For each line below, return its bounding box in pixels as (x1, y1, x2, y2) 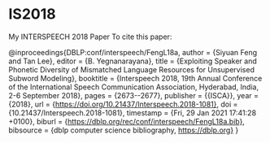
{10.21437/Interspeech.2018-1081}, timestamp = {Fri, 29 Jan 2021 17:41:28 (8, 107, 257, 118)
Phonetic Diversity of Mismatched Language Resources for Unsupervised (8, 64, 255, 74)
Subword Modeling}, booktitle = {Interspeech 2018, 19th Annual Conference (8, 73, 263, 83)
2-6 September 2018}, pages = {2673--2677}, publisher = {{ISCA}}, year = (8, 90, 259, 100)
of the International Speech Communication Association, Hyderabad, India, (8, 82, 259, 92)
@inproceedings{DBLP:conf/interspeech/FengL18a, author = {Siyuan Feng (8, 47, 258, 57)
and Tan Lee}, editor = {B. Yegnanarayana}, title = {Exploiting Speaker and (8, 56, 258, 66)
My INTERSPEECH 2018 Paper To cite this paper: (8, 32, 172, 41)
